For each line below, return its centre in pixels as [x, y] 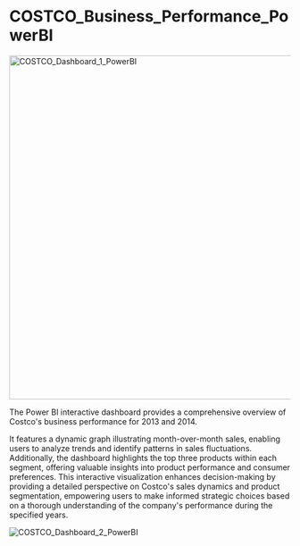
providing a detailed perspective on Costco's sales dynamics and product [145, 486]
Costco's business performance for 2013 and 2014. [104, 421]
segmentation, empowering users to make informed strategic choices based [150, 496]
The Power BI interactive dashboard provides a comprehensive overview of [148, 412]
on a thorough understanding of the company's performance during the [141, 505]
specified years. [39, 515]
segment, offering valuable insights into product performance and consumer [150, 467]
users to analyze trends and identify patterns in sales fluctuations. [131, 448]
